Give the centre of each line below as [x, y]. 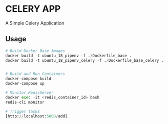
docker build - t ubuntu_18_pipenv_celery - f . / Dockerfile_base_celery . [85, 60]
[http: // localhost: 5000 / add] [36, 116]
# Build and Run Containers [35, 74]
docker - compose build [28, 79]
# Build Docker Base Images [35, 51]
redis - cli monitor [25, 102]
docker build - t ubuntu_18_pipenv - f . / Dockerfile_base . [68, 56]
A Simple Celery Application [35, 23]
